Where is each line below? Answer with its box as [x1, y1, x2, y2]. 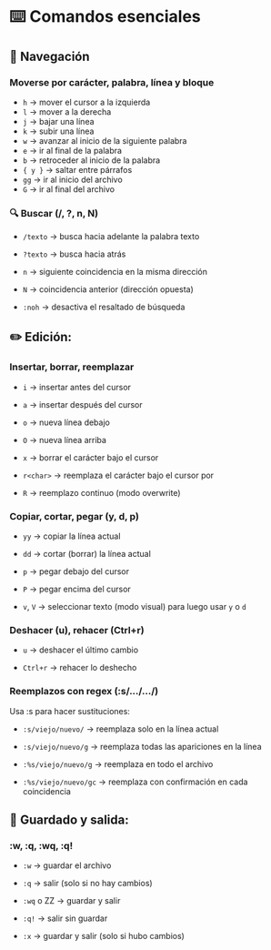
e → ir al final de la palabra [22, 145, 123, 156]
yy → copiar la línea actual [22, 531, 121, 541]
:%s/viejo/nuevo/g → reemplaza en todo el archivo [22, 758, 214, 769]
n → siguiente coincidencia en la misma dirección [22, 267, 207, 278]
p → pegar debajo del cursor [22, 566, 130, 577]
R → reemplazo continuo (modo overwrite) [22, 487, 181, 498]
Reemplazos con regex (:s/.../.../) [9, 685, 159, 698]
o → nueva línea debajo [22, 417, 111, 428]
